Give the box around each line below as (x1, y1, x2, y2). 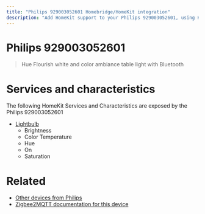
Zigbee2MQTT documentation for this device (15, 201, 129, 208)
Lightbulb (15, 120, 40, 128)
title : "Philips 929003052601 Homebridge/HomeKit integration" (6, 9, 171, 15)
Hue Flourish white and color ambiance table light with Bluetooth (21, 61, 184, 68)
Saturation (24, 153, 51, 160)
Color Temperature (24, 133, 72, 140)
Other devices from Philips (15, 194, 82, 201)
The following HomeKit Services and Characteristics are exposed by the (6, 102, 188, 109)
